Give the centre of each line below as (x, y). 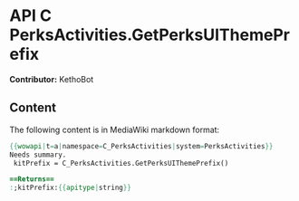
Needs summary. (38, 155)
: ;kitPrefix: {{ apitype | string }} (70, 188)
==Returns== (32, 179)
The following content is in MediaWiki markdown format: (115, 129)
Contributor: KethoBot (52, 79)
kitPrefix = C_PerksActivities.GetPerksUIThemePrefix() (121, 163)
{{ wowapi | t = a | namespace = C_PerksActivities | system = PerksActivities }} (141, 146)
